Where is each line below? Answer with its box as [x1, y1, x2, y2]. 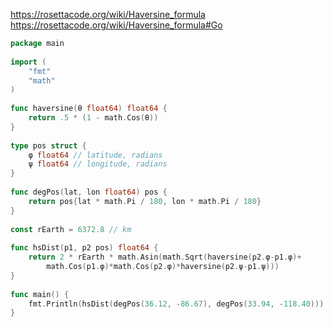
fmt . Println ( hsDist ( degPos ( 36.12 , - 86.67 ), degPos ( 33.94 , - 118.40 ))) [28, 299, 325, 309]
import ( [10, 57, 47, 67]
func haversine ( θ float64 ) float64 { [10, 104, 168, 114]
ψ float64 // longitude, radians [28, 159, 168, 169]
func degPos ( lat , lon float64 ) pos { [10, 187, 168, 197]
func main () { [10, 289, 70, 299]
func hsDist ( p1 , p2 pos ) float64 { [10, 243, 159, 253]
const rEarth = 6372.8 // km [10, 224, 132, 234]
